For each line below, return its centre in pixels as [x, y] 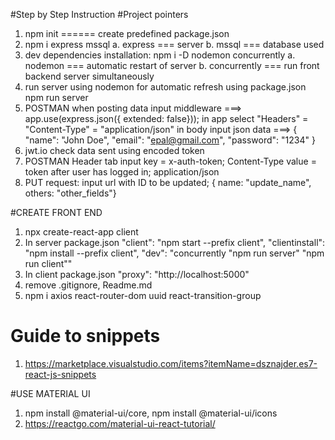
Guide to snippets [85, 336]
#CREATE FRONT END [56, 212]
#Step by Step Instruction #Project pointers [99, 14]
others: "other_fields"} [70, 193]
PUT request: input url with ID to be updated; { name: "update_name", [168, 182]
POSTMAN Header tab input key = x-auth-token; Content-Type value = [170, 161]
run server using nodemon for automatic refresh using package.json [165, 87]
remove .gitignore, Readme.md [88, 285]
